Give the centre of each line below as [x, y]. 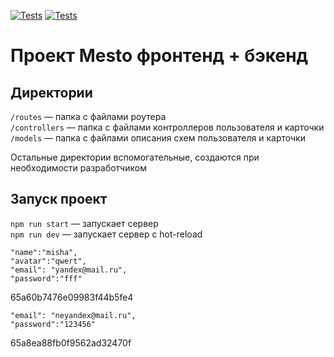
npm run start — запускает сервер [84, 223]
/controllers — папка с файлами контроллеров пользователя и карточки [167, 127]
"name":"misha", [44, 252]
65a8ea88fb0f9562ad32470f [71, 342]
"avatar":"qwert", [48, 261]
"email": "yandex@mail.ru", [69, 270]
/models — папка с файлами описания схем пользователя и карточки [158, 138]
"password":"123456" [53, 324]
